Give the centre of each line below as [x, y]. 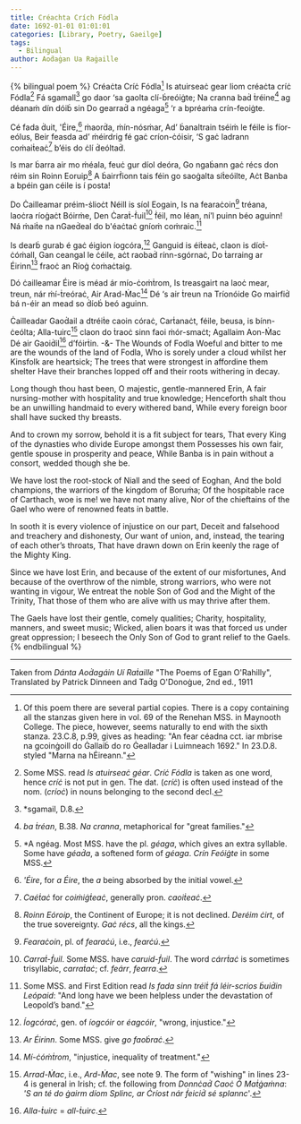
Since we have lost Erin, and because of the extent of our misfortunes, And [148, 572]
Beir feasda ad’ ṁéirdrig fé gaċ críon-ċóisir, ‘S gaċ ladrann [142, 136]
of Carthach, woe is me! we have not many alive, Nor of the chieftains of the [150, 500]
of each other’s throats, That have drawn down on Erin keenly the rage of [145, 545]
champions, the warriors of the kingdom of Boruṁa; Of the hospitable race [147, 490]
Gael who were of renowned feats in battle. [89, 509]
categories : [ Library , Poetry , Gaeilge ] [87, 34]
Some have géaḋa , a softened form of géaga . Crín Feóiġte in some [146, 854]
